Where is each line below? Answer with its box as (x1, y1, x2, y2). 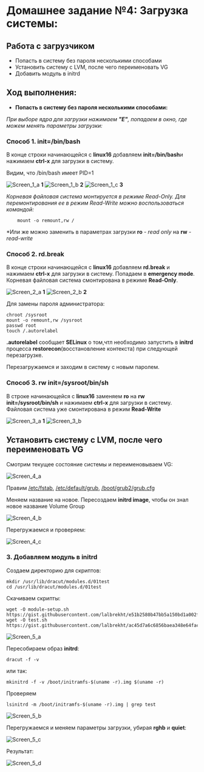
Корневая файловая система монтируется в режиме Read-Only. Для (6, 193, 186, 200)
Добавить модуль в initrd (15, 70, 81, 77)
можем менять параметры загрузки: (6, 122, 103, 129)
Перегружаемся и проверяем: (6, 526, 86, 533)
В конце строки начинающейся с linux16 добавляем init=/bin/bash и (6, 151, 183, 158)
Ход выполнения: (6, 88, 77, 98)
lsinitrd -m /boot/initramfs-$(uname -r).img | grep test (6, 701, 156, 707)
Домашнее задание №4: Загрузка (6, 4, 189, 18)
